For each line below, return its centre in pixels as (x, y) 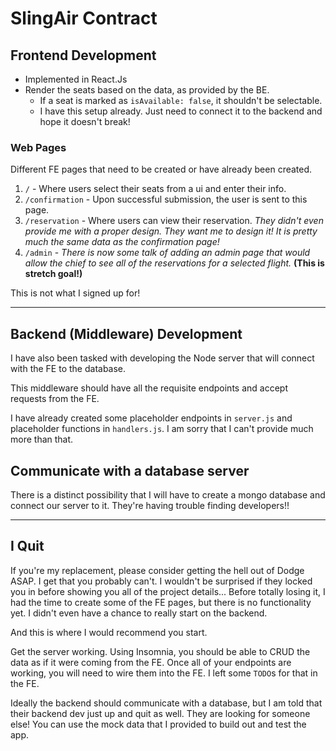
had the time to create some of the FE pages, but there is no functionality (161, 602)
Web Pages (38, 147)
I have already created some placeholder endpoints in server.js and (151, 418)
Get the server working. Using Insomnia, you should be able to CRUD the (160, 651)
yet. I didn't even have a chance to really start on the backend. (139, 613)
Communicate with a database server (130, 470)
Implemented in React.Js (76, 79)
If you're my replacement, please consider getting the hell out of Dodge (157, 570)
